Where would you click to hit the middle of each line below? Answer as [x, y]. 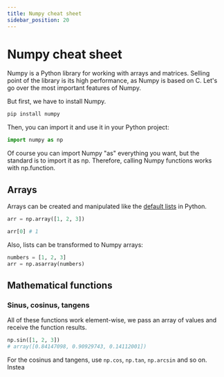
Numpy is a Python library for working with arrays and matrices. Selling [109, 73]
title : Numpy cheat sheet [44, 13]
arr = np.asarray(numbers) [46, 264]
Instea [16, 367]
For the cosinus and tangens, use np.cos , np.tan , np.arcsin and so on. [107, 360]
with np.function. [31, 168]
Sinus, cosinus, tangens [48, 305]
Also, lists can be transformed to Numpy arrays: [75, 245]
